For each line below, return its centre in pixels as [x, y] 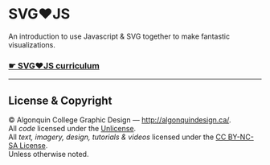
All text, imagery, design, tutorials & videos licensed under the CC [117, 137]
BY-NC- [241, 137]
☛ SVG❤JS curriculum [54, 65]
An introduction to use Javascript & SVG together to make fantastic [119, 36]
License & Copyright [60, 100]
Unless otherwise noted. [49, 155]
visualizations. [32, 44]
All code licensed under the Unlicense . [72, 129]
